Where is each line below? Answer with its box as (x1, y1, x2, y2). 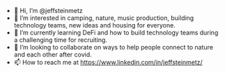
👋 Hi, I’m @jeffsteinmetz (13, 7, 83, 14)
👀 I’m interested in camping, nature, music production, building (13, 14, 194, 22)
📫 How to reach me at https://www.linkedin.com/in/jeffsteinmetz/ (13, 59, 203, 66)
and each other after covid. (13, 50, 92, 59)
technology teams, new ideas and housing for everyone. (13, 21, 176, 29)
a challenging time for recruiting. (13, 36, 108, 44)
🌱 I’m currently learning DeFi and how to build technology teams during (13, 28, 219, 36)
